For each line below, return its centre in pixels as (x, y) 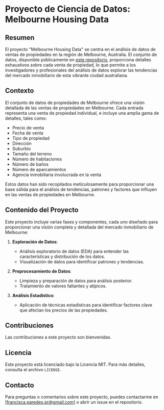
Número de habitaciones (37, 159)
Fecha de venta (28, 133)
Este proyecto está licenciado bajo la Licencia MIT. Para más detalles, (75, 364)
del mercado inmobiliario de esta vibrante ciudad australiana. (67, 75)
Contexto (20, 91)
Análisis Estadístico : (33, 295)
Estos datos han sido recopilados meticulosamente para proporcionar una (80, 184)
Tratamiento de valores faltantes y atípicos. (63, 286)
